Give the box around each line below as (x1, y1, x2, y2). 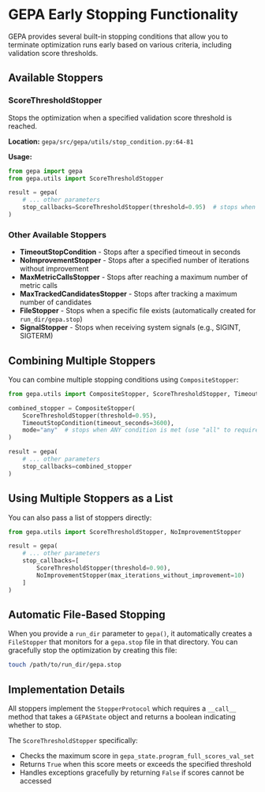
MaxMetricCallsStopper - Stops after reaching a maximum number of (19, 272, 248, 282)
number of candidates (19, 297, 92, 307)
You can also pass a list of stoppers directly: (8, 513, 152, 522)
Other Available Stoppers (8, 229, 106, 240)
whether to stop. (8, 720, 62, 730)
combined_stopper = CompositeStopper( (8, 404, 136, 412)
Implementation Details (8, 682, 125, 696)
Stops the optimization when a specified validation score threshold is (8, 113, 233, 122)
